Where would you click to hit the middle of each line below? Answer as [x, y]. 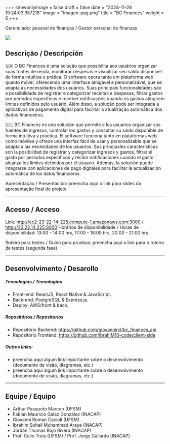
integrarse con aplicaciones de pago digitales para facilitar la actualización [83, 168]
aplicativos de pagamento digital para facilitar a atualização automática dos [84, 109]
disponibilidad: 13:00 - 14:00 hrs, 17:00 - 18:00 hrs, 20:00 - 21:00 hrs [77, 232]
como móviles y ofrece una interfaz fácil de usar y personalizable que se [81, 141]
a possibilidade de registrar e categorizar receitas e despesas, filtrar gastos [84, 93]
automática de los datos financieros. [43, 173]
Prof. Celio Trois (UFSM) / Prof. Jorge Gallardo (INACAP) [71, 436]
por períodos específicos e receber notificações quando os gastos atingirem [85, 98]
